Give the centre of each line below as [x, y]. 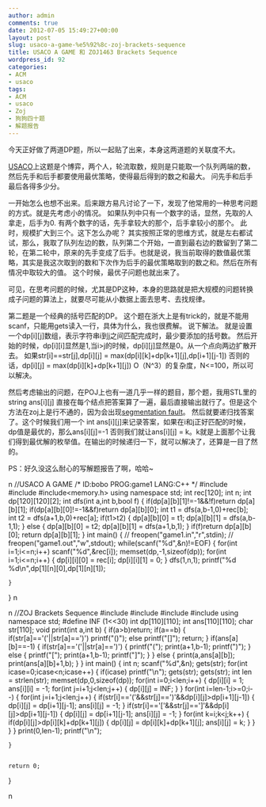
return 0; [25, 766]
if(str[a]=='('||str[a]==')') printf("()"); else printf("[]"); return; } [109, 638]
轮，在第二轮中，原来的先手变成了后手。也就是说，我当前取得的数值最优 [126, 252]
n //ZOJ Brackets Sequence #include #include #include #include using [123, 613]
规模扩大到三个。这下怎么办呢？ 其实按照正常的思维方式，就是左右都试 [137, 232]
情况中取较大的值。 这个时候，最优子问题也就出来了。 [96, 272]
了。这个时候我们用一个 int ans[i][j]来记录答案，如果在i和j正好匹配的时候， [129, 421]
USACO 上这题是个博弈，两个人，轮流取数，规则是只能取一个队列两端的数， [131, 166]
